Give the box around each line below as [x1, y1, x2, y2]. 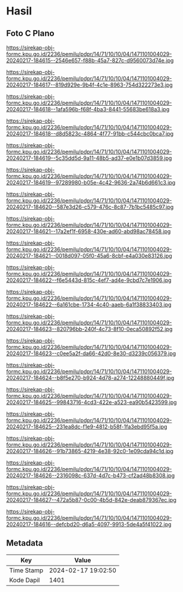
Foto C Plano [6, 28, 55, 38]
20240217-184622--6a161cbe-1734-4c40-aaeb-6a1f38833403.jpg [6, 301, 172, 308]
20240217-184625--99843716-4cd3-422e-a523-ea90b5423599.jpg [6, 398, 177, 406]
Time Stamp [9, 566, 44, 575]
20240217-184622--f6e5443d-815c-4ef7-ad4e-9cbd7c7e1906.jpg [6, 276, 172, 284]
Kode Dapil [9, 576, 40, 584]
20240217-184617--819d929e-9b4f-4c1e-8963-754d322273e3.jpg [6, 81, 173, 88]
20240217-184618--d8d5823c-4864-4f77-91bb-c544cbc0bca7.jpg [6, 130, 174, 137]
